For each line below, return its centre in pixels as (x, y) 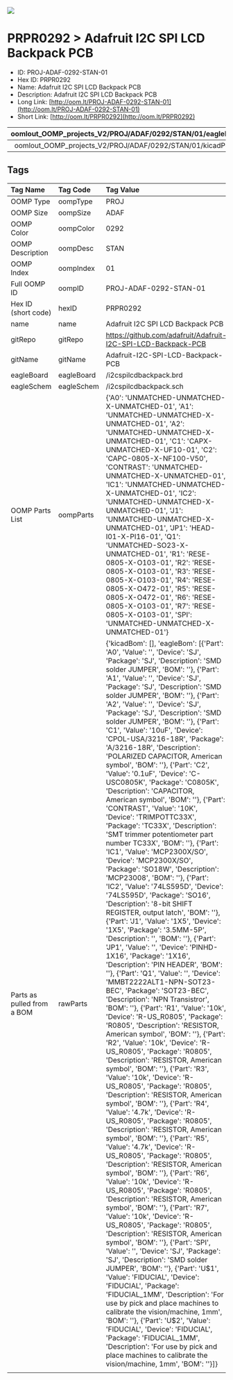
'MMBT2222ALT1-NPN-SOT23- (161, 981)
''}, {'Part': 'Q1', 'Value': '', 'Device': (163, 973)
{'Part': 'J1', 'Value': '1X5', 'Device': (163, 921)
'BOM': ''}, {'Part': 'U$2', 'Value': (158, 1320)
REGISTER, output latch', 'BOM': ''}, (163, 912)
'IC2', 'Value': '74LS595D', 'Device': (165, 886)
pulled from (29, 1004)
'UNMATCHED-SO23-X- (147, 545)
